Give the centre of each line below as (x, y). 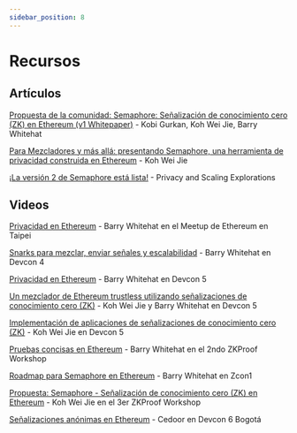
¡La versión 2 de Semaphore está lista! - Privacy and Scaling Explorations (142, 177)
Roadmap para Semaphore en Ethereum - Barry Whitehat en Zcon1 (131, 376)
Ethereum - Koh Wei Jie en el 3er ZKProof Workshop (105, 402)
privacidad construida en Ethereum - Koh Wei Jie (99, 160)
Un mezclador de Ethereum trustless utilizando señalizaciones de (128, 296)
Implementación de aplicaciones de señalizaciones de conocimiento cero (143, 323)
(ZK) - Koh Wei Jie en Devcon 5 (67, 332)
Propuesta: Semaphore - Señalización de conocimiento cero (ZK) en (133, 393)
